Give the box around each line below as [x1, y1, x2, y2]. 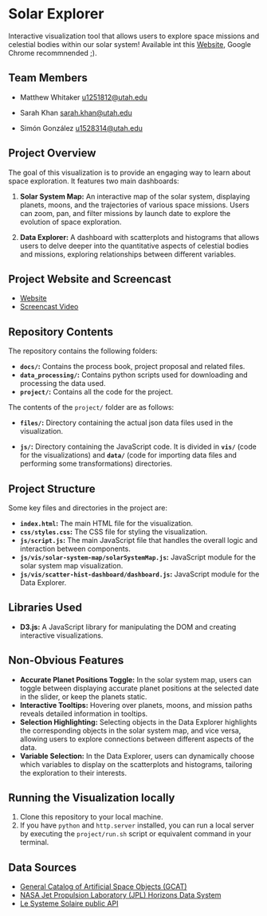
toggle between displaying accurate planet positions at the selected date [19, 683, 259, 693]
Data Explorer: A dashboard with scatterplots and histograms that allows [19, 232, 260, 242]
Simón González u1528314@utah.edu [19, 123, 143, 132]
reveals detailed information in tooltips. [19, 709, 148, 718]
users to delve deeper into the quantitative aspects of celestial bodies [19, 241, 249, 250]
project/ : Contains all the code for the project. [19, 387, 174, 397]
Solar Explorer [8, 5, 104, 23]
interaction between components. [19, 544, 132, 553]
